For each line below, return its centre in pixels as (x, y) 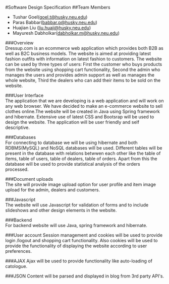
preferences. (18, 251)
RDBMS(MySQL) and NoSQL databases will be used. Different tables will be (84, 148)
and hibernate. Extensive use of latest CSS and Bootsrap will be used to (80, 117)
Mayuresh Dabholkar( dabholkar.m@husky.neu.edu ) (66, 33)
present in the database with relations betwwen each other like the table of (83, 153)
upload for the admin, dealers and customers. (52, 190)
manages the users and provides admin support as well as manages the (80, 75)
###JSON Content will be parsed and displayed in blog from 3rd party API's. (85, 276)
